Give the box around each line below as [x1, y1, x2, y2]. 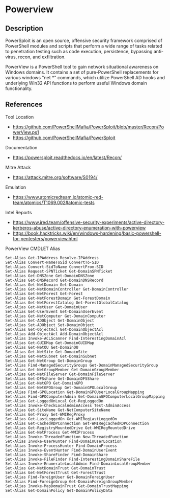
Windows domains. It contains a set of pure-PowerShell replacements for [5, 69, 159, 75]
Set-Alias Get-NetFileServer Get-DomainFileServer [5, 372, 115, 377]
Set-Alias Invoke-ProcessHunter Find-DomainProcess [5, 443, 117, 448]
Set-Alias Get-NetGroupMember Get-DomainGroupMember [5, 367, 120, 372]
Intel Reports [5, 209, 32, 215]
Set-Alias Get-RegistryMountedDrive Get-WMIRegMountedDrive [5, 425, 136, 431]
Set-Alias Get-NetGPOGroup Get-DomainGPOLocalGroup [5, 385, 117, 390]
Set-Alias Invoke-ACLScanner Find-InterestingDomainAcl [5, 336, 126, 341]
